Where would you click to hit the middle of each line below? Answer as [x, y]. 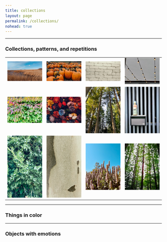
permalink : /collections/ [32, 21]
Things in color [24, 215]
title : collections [25, 10]
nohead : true [19, 26]
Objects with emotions [33, 234]
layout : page [19, 16]
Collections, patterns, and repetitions [51, 49]
